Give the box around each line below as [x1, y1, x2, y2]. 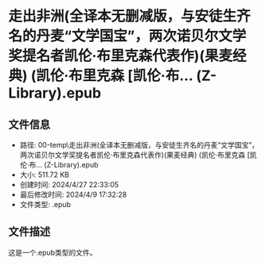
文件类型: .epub [19, 200, 72, 209]
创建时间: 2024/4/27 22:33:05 [19, 180, 119, 189]
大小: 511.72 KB [19, 170, 70, 179]
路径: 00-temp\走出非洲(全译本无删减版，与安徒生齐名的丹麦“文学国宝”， [19, 140, 259, 149]
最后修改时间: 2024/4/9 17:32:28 [19, 190, 127, 199]
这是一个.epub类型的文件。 [8, 248, 97, 257]
